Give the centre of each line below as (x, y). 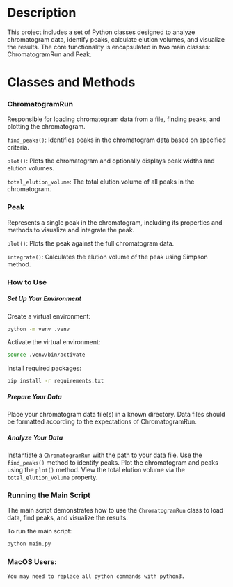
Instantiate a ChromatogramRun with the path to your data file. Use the (105, 455)
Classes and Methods (71, 82)
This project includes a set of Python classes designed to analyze (101, 32)
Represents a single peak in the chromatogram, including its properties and (115, 222)
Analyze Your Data (35, 437)
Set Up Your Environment (45, 299)
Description (42, 13)
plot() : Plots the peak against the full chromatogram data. (91, 243)
